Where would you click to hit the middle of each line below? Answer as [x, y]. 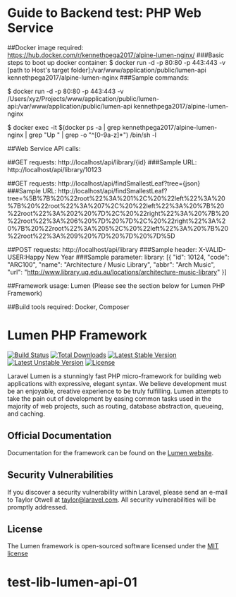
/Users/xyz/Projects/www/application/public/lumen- [83, 98]
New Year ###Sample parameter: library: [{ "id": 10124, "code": [137, 257]
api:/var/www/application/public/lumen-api [70, 106]
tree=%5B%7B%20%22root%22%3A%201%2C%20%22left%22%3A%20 [116, 198]
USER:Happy [26, 257]
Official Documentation [60, 436]
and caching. [26, 414]
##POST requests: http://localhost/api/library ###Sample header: [102, 249]
